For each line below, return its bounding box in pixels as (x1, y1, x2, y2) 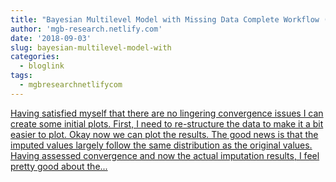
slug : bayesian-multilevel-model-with (10, 42, 172, 53)
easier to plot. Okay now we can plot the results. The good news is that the (10, 128, 319, 140)
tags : (10, 71, 33, 81)
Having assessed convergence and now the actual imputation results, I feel (10, 149, 320, 161)
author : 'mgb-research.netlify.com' (10, 24, 163, 34)
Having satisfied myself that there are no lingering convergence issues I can (10, 107, 324, 119)
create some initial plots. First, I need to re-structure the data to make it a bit (10, 117, 324, 130)
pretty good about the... (10, 160, 108, 172)
